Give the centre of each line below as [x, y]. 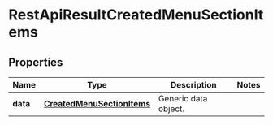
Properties [36, 62]
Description [193, 85]
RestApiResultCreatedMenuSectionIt [136, 15]
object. [171, 109]
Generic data [183, 99]
